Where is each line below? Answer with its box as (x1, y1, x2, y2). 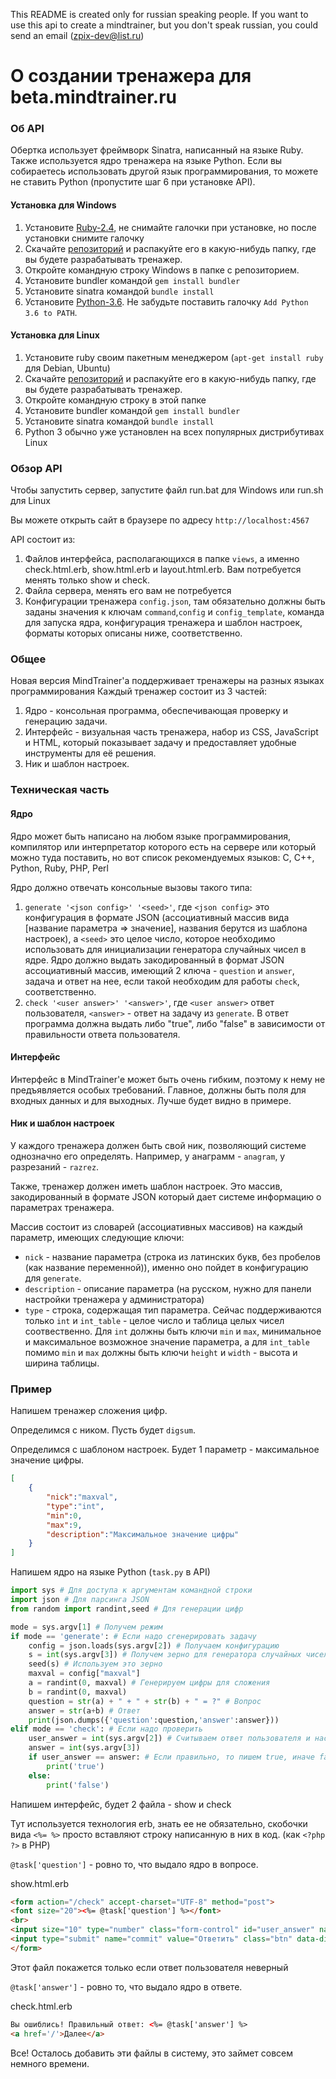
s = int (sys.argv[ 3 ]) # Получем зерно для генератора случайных (28, 1650, 302, 1660)
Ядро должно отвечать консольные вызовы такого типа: (10, 881, 253, 893)
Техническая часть (10, 783, 110, 797)
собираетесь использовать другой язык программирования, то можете (10, 165, 319, 178)
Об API (10, 122, 45, 136)
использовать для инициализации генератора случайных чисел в (24, 943, 307, 955)
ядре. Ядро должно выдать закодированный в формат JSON (24, 954, 285, 966)
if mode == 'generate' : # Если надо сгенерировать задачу (10, 1631, 257, 1641)
